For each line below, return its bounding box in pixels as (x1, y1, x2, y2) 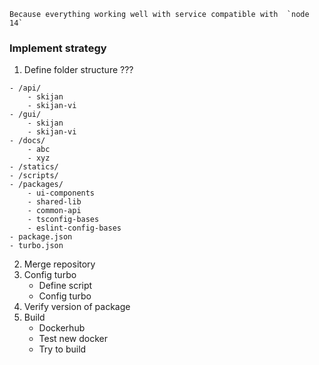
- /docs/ (9, 136, 46, 146)
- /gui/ (9, 110, 42, 120)
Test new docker (38, 333, 108, 345)
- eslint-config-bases (27, 223, 122, 234)
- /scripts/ (9, 171, 59, 181)
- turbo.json (9, 241, 64, 251)
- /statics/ (9, 162, 59, 172)
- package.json (9, 232, 73, 242)
